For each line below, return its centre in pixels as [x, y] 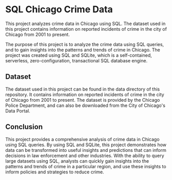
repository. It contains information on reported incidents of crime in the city [85, 94]
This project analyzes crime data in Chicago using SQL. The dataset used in [85, 24]
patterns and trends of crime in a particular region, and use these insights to [86, 166]
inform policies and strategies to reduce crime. [55, 172]
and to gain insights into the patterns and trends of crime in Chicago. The [83, 50]
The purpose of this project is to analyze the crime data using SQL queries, [85, 44]
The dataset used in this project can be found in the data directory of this [83, 89]
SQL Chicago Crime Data [59, 9]
